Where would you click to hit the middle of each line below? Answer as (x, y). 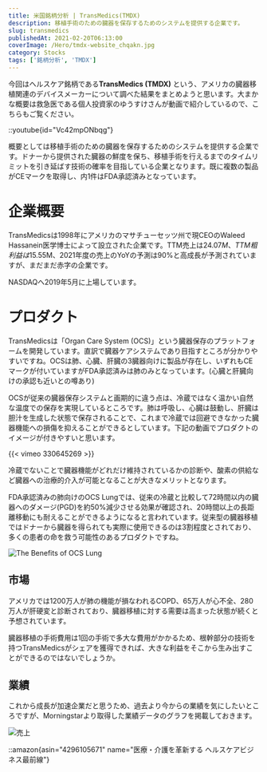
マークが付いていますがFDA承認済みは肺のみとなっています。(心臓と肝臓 (128, 370)
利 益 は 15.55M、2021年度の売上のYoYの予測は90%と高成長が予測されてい (129, 255)
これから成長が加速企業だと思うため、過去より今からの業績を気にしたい (127, 706)
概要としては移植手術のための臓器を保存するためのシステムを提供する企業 (130, 146)
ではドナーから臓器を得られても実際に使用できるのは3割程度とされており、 (132, 527)
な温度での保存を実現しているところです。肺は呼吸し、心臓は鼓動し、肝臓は (133, 407)
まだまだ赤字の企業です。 (71, 265)
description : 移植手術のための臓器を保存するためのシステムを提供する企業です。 (126, 23)
